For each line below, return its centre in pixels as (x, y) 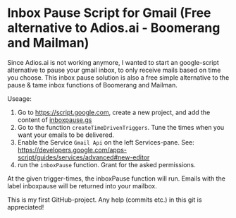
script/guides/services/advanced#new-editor (83, 157)
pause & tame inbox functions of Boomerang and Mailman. (92, 85)
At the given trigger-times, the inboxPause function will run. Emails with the (116, 178)
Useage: (19, 98)
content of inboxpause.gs (55, 120)
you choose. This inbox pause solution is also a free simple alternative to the (118, 77)
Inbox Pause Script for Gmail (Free (109, 13)
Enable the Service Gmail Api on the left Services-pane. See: (106, 142)
